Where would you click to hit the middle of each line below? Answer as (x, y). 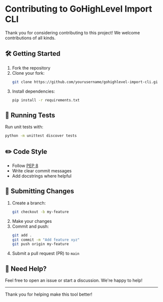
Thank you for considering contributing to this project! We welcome (73, 33)
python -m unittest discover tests (41, 136)
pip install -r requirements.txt (46, 100)
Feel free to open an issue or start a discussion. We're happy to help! (74, 281)
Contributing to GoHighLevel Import (79, 9)
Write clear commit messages (42, 171)
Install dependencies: (33, 91)
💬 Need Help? (26, 269)
